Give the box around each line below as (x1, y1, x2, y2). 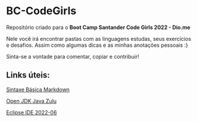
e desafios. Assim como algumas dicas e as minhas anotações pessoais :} (6, 41, 189, 49)
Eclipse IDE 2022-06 (6, 108, 57, 116)
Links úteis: (6, 70, 51, 81)
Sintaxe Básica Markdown (6, 86, 70, 93)
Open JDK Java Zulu (6, 97, 57, 104)
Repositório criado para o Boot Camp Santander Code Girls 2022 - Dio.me (6, 24, 190, 31)
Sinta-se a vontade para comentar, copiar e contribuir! (6, 53, 140, 60)
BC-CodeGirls (6, 4, 77, 18)
